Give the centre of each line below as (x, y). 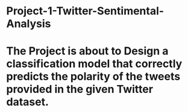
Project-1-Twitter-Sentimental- (85, 11)
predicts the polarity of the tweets (93, 77)
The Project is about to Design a (87, 51)
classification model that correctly (94, 64)
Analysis (29, 24)
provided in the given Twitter (80, 90)
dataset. (28, 102)
